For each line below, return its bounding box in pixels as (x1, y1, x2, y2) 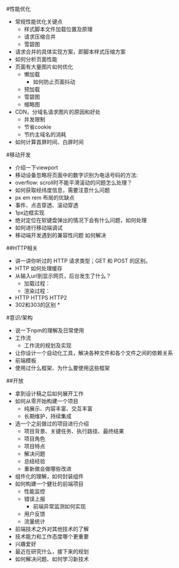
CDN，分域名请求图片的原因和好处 (14, 108, 101, 116)
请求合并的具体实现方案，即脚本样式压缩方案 (14, 48, 126, 55)
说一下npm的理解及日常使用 (14, 327, 84, 334)
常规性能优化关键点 (14, 18, 63, 25)
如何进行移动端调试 (14, 224, 63, 231)
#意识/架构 (6, 314, 33, 321)
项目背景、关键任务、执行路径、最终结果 (23, 428, 124, 434)
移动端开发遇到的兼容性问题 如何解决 (14, 232, 106, 239)
